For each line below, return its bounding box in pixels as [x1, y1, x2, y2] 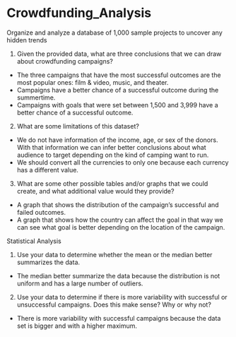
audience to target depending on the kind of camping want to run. [16, 150, 209, 159]
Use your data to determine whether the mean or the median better [16, 250, 213, 259]
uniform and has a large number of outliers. [16, 279, 143, 288]
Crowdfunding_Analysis [6, 5, 152, 21]
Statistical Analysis [6, 237, 61, 245]
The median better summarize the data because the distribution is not [16, 271, 220, 280]
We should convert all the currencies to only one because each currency [16, 158, 229, 167]
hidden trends [6, 35, 47, 44]
